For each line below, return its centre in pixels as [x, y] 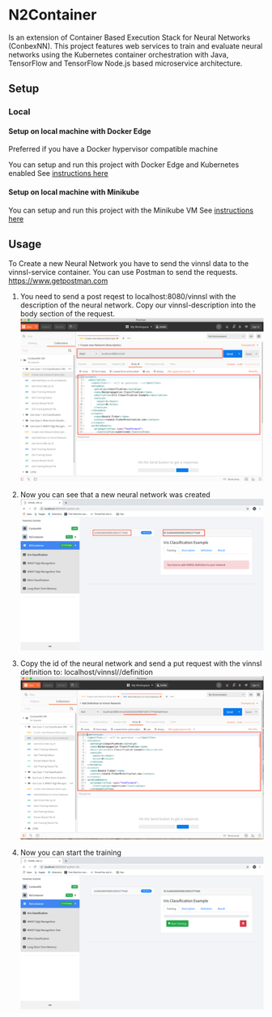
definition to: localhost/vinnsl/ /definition [87, 672]
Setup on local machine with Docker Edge [80, 131]
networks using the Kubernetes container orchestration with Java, [119, 54]
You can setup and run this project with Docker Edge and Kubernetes [124, 165]
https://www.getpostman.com [58, 281]
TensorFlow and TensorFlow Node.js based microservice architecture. [125, 63]
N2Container [53, 15]
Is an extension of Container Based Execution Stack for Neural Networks [130, 37]
